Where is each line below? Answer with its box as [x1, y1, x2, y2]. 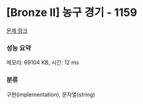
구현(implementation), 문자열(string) [6, 91, 96, 98]
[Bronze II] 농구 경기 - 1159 [6, 6, 137, 20]
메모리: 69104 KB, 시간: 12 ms [6, 59, 79, 66]
